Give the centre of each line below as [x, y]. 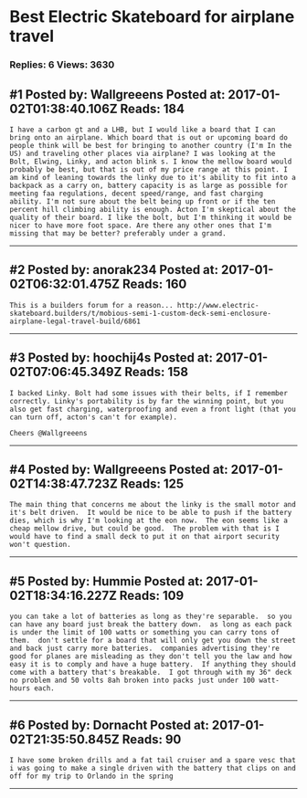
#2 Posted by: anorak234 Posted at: [114, 270]
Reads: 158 [157, 372]
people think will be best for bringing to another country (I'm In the [151, 145]
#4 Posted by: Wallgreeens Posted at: [119, 469]
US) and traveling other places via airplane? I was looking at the [143, 153]
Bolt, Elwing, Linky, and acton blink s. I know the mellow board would [151, 162]
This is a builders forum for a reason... [91, 305]
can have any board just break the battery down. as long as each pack [151, 625]
